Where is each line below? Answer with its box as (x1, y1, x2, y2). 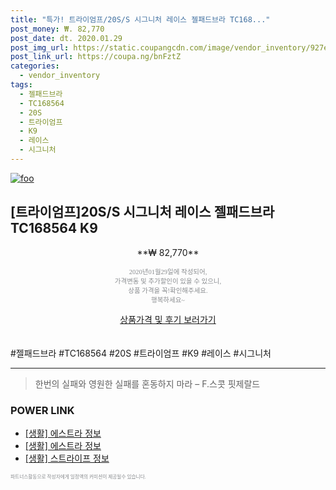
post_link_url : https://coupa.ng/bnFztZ (10, 52, 182, 62)
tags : (10, 80, 33, 90)
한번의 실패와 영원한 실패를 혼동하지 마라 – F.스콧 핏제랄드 (34, 377, 261, 390)
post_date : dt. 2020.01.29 (10, 33, 123, 43)
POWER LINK (10, 403, 75, 417)
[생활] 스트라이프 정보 (24, 452, 110, 464)
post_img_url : (10, 42, 70, 53)
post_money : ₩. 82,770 (10, 24, 105, 34)
